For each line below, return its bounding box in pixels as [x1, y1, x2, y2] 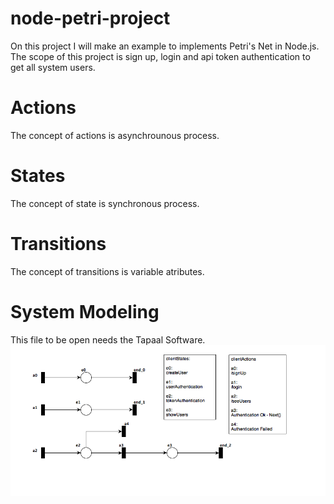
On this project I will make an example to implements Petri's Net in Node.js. [10, 40, 320, 52]
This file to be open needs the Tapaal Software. [10, 333, 206, 346]
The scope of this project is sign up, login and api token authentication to [10, 50, 311, 62]
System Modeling [10, 300, 160, 323]
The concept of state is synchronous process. [10, 197, 200, 209]
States [10, 165, 66, 187]
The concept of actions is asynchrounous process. [10, 129, 220, 141]
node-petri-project [10, 7, 171, 30]
